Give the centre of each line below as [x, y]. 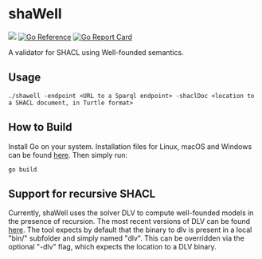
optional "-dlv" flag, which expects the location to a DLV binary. [112, 247]
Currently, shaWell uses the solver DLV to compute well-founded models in [131, 213]
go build [23, 169]
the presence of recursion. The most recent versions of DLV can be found [129, 222]
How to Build [41, 127]
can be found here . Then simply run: [68, 155]
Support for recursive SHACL [82, 193]
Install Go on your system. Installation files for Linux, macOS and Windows [130, 146]
